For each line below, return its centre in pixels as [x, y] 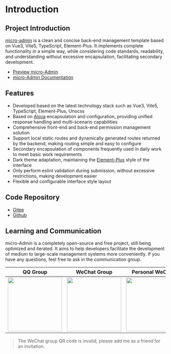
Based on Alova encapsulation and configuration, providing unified [82, 116]
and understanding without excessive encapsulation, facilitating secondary [84, 57]
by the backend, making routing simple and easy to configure [77, 143]
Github [20, 215]
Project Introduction [38, 28]
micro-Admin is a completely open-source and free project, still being [78, 243]
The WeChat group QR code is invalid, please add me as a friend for [89, 341]
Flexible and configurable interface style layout [62, 181]
